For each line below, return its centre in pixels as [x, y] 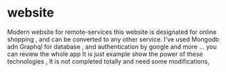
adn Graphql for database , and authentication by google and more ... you [112, 46]
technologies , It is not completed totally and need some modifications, [108, 61]
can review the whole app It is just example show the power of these [105, 54]
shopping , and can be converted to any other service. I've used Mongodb [113, 39]
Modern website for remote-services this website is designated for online [112, 32]
